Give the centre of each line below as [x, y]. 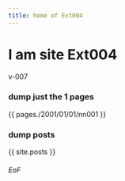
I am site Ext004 [63, 54]
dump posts [32, 134]
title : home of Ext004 [45, 15]
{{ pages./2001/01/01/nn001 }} [57, 114]
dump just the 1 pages [51, 97]
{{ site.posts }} [32, 152]
